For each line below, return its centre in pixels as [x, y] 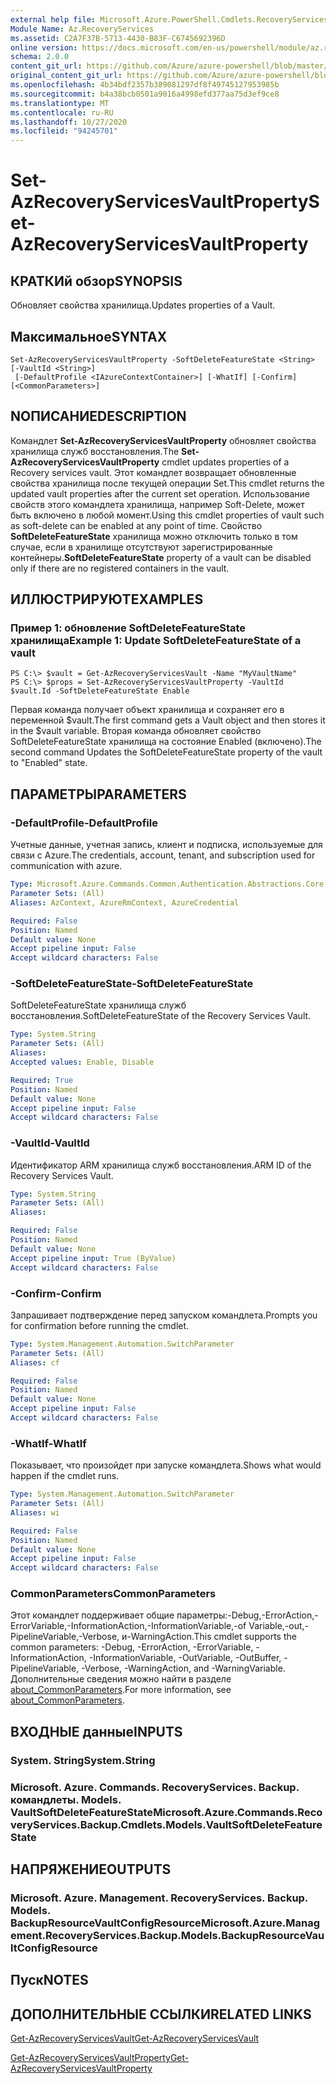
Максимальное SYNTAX [89, 336]
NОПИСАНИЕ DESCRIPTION [98, 416]
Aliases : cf [35, 1362]
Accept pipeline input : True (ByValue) [93, 1258]
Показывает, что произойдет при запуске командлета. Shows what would [166, 1465]
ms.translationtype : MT [60, 103]
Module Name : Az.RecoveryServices [82, 29]
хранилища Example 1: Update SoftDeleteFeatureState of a [156, 641]
